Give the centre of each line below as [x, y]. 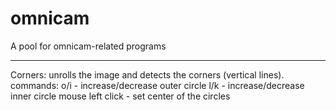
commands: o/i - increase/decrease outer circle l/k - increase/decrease [157, 85]
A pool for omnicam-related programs [88, 46]
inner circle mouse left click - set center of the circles [120, 96]
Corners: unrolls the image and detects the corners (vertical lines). [147, 74]
